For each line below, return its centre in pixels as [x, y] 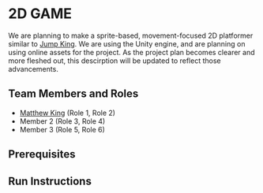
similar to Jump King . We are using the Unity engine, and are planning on [127, 43]
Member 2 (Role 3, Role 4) [62, 121]
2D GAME [40, 14]
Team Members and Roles [73, 94]
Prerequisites [42, 154]
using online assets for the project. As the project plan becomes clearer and [131, 52]
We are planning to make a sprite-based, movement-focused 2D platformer [131, 35]
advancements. [34, 69]
